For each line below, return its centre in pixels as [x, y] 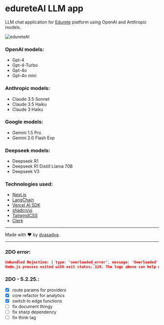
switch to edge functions [37, 301]
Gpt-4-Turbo [25, 65]
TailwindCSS [25, 216]
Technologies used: [29, 184]
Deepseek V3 [26, 172]
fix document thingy [32, 306]
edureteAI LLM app [44, 9]
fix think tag [24, 318]
